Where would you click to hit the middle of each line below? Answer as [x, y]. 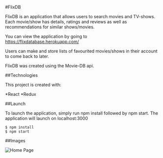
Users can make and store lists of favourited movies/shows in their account [81, 51]
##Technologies [22, 75]
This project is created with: [33, 85]
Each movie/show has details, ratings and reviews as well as [66, 22]
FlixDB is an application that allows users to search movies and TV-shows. [80, 16]
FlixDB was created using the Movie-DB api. [50, 66]
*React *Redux [21, 94]
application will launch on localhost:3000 [47, 118]
